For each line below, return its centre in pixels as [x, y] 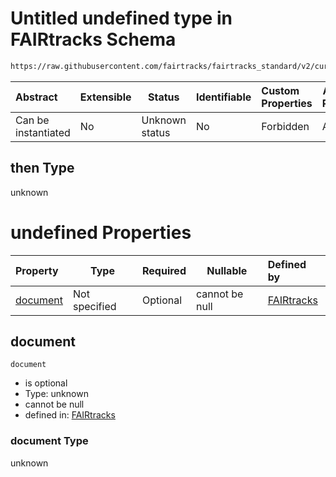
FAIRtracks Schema [93, 39]
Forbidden [285, 126]
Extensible [105, 97]
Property [37, 270]
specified [95, 306]
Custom [280, 90]
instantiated [43, 132]
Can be [32, 120]
